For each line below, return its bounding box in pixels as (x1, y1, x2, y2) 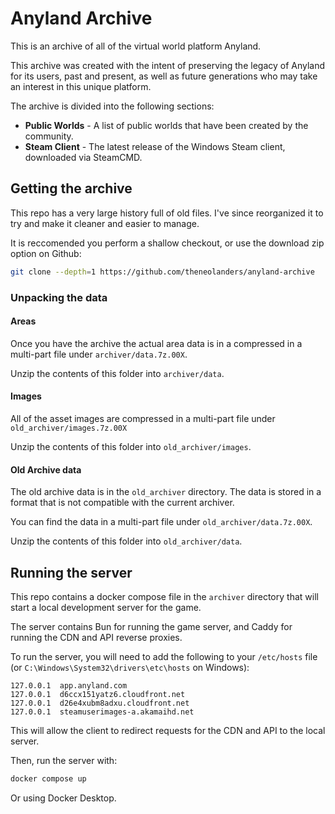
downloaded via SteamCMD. (24, 151, 143, 163)
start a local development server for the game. (10, 601, 202, 613)
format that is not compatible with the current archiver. (10, 497, 235, 509)
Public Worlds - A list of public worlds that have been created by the (24, 119, 309, 131)
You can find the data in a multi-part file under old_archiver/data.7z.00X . (10, 516, 313, 528)
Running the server (10, 564, 133, 581)
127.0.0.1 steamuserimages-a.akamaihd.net (10, 707, 195, 717)
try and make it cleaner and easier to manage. (10, 217, 200, 229)
